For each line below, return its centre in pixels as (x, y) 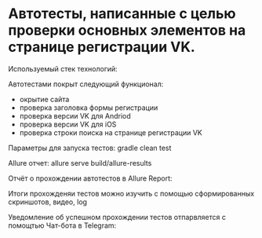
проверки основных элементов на (127, 30)
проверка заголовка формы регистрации (89, 108)
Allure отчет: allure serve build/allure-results (80, 163)
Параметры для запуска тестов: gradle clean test (90, 148)
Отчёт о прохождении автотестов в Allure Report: (90, 178)
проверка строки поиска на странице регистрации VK (111, 132)
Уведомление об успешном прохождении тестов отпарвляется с (117, 217)
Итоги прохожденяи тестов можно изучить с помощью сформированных (131, 193)
